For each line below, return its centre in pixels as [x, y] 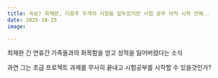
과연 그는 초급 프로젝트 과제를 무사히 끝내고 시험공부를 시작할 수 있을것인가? [109, 68]
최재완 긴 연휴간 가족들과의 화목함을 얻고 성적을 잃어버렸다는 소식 [95, 53]
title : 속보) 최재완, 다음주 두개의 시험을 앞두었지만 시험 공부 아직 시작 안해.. [108, 13]
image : [17, 26]
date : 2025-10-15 [32, 20]
